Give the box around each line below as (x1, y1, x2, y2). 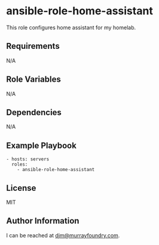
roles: (11, 162, 28, 168)
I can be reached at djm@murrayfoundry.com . (6, 231, 120, 239)
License (6, 183, 36, 193)
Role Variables (6, 75, 61, 85)
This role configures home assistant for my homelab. (6, 24, 136, 31)
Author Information (6, 216, 79, 226)
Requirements (6, 41, 60, 51)
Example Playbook (6, 140, 77, 150)
